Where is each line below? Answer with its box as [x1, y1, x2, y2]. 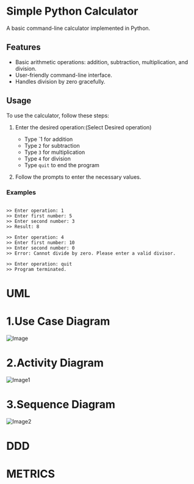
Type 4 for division [24, 154, 71, 162]
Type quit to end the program [24, 161, 99, 168]
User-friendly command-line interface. [15, 71, 113, 79]
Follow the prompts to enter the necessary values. [15, 173, 142, 181]
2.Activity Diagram [6, 356, 104, 370]
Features [6, 42, 41, 52]
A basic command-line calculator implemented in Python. [6, 24, 151, 32]
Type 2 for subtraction [24, 142, 81, 149]
